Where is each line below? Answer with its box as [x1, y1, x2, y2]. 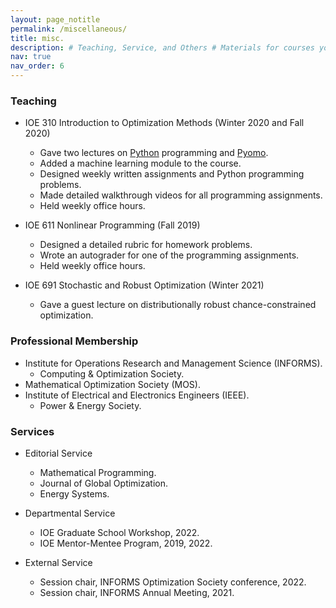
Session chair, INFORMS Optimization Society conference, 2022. [39, 576, 307, 588]
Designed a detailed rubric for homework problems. [39, 239, 253, 251]
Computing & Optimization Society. [39, 367, 185, 380]
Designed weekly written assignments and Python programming [39, 168, 305, 180]
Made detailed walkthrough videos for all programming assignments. [39, 189, 323, 201]
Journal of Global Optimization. [39, 477, 169, 489]
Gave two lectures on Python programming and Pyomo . [39, 147, 269, 159]
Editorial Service [24, 447, 93, 459]
